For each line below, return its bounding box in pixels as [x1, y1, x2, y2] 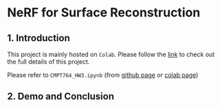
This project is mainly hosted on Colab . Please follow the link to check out [7, 50, 215, 58]
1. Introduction [7, 32, 70, 44]
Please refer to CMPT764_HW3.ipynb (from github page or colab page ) [7, 71, 199, 79]
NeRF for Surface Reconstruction [7, 5, 201, 21]
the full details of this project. [7, 58, 90, 66]
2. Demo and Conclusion [7, 91, 115, 102]
